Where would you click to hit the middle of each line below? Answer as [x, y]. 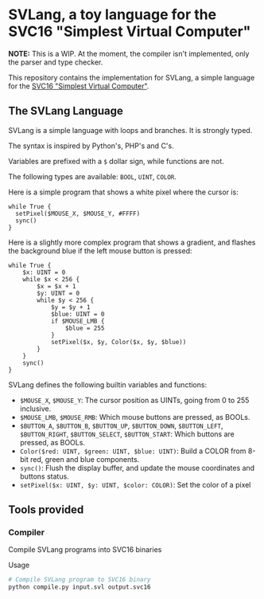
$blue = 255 [85, 328]
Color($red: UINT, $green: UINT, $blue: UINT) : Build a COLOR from [133, 451]
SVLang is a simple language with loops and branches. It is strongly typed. [130, 130]
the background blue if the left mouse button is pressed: [100, 251]
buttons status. [44, 476]
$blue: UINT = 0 [78, 314]
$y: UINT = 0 [58, 293]
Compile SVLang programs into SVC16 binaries [85, 550]
